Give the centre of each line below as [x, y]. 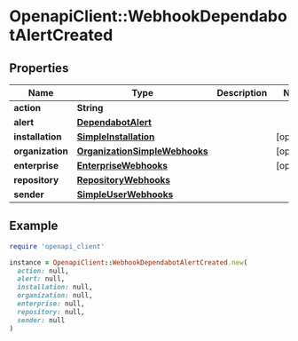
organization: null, [55, 296]
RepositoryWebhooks [124, 180]
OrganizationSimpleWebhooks [142, 151]
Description [242, 93]
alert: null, [41, 279]
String [90, 108]
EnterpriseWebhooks [122, 166]
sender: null [41, 320]
